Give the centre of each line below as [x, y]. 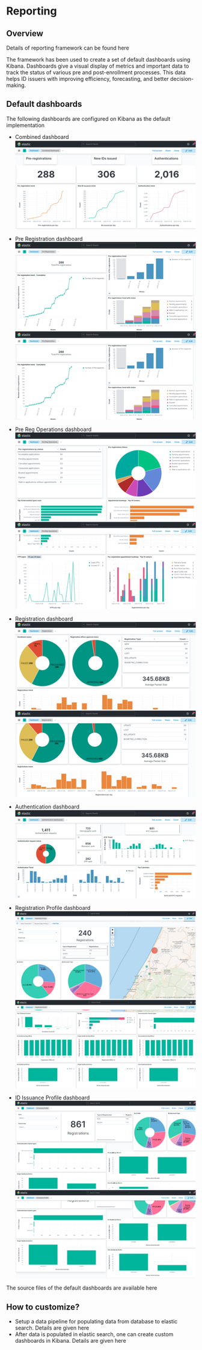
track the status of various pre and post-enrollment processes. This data [96, 72]
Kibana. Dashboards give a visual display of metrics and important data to [98, 66]
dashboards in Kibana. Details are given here [70, 1341]
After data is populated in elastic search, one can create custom [94, 1334]
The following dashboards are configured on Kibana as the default [88, 118]
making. [16, 85]
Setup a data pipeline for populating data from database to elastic [96, 1322]
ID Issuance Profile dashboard [52, 1098]
